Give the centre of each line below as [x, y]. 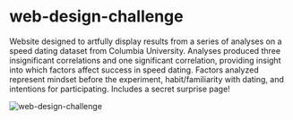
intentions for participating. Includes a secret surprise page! [120, 89]
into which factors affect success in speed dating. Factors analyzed [134, 70]
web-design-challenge [96, 17]
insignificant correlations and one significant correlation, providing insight [145, 60]
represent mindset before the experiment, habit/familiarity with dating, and [147, 79]
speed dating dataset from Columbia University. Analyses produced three [145, 50]
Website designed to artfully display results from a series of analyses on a [146, 41]
